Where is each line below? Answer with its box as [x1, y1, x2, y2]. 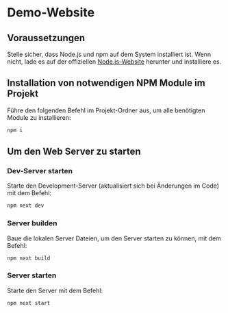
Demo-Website [7, 5, 94, 21]
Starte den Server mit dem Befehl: [7, 286, 103, 295]
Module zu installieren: [7, 113, 71, 121]
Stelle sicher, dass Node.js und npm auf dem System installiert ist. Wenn [7, 50, 211, 58]
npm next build [7, 255, 51, 262]
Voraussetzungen [7, 32, 86, 44]
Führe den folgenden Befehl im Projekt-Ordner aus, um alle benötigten [7, 106, 205, 114]
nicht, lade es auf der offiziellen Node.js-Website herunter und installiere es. [7, 58, 222, 66]
